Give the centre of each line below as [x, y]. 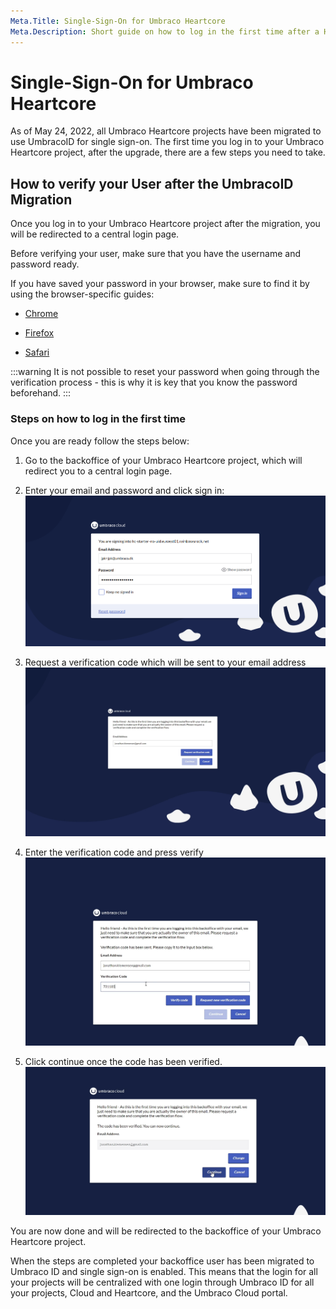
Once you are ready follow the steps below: [100, 441]
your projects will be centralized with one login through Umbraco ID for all [162, 1282]
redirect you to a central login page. [98, 471]
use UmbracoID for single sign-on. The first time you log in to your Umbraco [167, 142]
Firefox [39, 333]
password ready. [45, 264]
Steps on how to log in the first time [98, 419]
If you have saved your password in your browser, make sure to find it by [160, 284]
